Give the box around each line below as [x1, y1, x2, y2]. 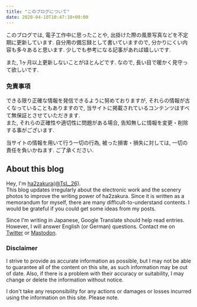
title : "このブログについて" [6, 8, 70, 15]
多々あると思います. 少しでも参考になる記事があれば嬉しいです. [16, 46, 172, 53]
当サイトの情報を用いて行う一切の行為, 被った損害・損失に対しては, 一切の [6, 139, 188, 146]
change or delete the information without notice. [6, 276, 124, 283]
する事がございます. [6, 126, 55, 133]
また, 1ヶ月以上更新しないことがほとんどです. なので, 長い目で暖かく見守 [6, 59, 183, 66]
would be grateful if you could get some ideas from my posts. [6, 205, 156, 212]
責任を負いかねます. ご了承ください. [6, 146, 94, 153]
